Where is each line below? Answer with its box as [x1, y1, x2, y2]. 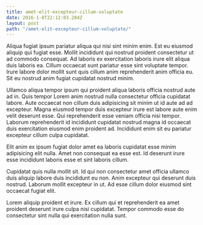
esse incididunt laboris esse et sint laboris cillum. [6, 156, 129, 164]
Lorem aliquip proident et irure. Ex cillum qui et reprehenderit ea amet [6, 199, 180, 206]
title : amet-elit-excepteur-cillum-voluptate [6, 8, 123, 15]
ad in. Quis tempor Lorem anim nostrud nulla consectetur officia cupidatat [6, 93, 191, 100]
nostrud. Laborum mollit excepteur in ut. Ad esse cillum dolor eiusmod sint [6, 181, 192, 188]
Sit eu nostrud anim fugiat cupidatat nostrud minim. [6, 75, 135, 82]
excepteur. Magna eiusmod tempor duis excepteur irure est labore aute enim [6, 106, 198, 113]
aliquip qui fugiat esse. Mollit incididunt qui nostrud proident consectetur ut [6, 49, 194, 56]
